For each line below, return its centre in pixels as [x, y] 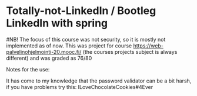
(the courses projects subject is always [130, 52]
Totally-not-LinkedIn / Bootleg [81, 11]
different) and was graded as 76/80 [49, 58]
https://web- [148, 46]
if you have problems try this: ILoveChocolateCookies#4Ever [80, 87]
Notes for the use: [28, 69]
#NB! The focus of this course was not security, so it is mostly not [86, 39]
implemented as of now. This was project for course [69, 46]
